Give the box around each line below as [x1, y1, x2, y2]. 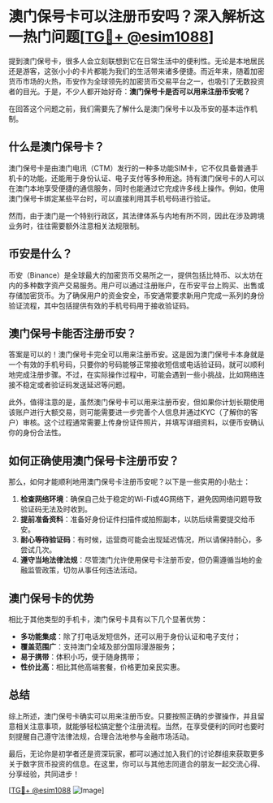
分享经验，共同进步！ [8, 769, 80, 779]
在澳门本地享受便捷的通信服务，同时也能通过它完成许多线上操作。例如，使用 [8, 183, 265, 193]
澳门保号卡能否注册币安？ [8, 326, 136, 340]
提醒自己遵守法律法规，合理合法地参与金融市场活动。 [15, 732, 193, 741]
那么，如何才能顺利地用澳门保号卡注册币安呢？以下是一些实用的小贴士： [8, 477, 250, 487]
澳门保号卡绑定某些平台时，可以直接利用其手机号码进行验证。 [8, 193, 215, 203]
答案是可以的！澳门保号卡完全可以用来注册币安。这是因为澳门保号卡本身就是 [8, 350, 265, 360]
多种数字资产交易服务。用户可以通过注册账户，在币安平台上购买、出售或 [22, 280, 265, 290]
